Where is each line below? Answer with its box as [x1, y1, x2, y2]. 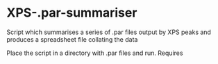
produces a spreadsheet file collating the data [6, 35, 138, 43]
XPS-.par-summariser [6, 5, 137, 21]
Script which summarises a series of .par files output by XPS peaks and [6, 28, 211, 36]
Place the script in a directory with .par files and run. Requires [6, 49, 183, 57]
